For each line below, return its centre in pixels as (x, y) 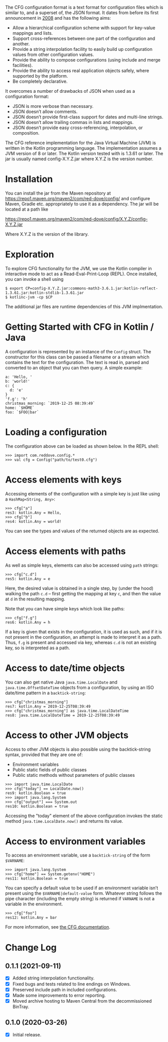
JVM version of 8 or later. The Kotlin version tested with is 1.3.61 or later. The (84, 154)
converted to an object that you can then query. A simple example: (74, 367)
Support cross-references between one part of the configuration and (84, 38)
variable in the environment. (34, 904)
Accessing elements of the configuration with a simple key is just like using (83, 494)
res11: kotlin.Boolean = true (37, 879)
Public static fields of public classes (49, 770)
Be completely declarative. (40, 81)
